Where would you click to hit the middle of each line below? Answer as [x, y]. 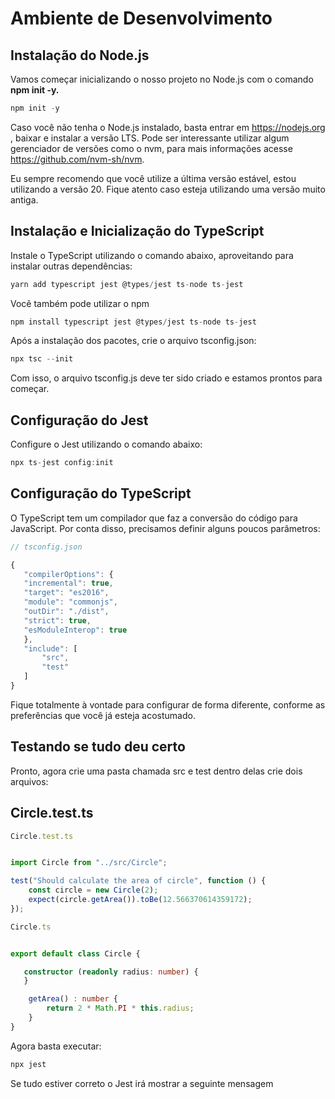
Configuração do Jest [79, 420]
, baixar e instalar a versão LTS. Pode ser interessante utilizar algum [150, 138]
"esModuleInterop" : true [75, 630]
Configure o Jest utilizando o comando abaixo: [106, 444]
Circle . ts [31, 927]
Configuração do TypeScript [101, 493]
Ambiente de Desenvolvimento [141, 18]
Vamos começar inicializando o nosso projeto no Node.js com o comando [162, 79]
